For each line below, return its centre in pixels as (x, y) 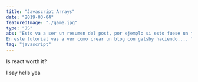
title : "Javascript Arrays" (41, 12)
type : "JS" (19, 28)
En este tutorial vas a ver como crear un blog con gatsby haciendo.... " (100, 39)
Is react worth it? (27, 61)
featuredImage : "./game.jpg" (42, 22)
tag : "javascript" (29, 45)
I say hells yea (23, 73)
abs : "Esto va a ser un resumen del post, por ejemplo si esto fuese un (97, 34)
